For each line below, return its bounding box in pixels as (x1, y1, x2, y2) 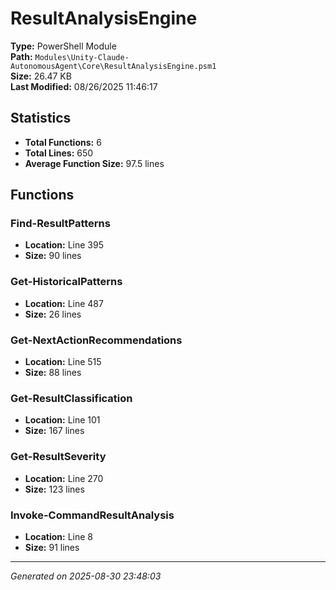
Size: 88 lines (24, 367, 82, 379)
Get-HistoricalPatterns (10, 275, 123, 289)
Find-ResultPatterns (10, 217, 111, 231)
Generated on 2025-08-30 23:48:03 (10, 570, 162, 582)
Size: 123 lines (24, 483, 85, 495)
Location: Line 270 (24, 472, 104, 484)
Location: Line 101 (24, 414, 101, 426)
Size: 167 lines (24, 425, 85, 437)
